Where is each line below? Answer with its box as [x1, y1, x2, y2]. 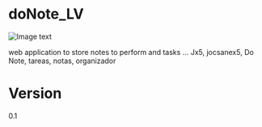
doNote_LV [8, 5, 84, 23]
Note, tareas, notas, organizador [8, 56, 116, 66]
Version [8, 84, 62, 103]
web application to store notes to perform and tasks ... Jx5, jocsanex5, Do [8, 47, 255, 57]
